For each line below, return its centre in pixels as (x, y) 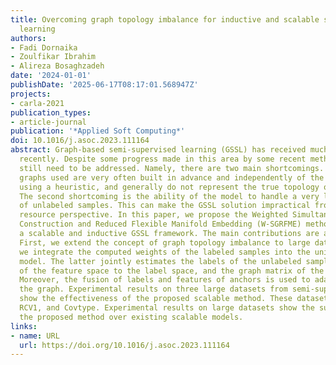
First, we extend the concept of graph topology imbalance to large (165, 242)
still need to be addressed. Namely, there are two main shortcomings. (172, 168)
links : (24, 326)
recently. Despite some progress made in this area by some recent (163, 159)
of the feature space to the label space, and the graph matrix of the (172, 271)
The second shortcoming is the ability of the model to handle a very (169, 196)
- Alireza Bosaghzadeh (57, 66)
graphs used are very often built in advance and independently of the (172, 177)
